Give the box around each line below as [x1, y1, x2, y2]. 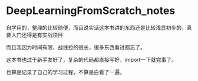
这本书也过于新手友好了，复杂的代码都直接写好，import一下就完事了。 [6, 56, 177, 63]
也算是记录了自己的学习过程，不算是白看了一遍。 [6, 68, 125, 75]
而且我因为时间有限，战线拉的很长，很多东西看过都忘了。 [6, 44, 146, 51]
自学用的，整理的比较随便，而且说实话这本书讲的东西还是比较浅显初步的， [6, 24, 187, 31]
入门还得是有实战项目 [11, 31, 63, 38]
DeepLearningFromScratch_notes [6, 4, 176, 17]
